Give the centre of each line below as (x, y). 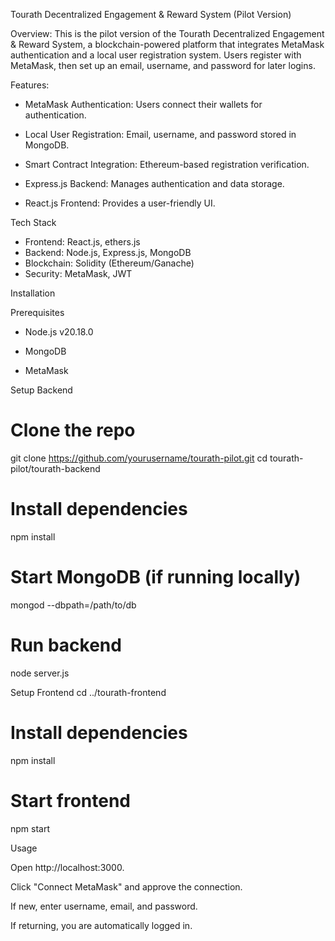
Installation (33, 293)
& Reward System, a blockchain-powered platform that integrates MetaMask (167, 44)
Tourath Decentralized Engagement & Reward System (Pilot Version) (151, 14)
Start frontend (71, 800)
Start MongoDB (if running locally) (156, 577)
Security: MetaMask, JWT (78, 273)
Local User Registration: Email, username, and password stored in (160, 134)
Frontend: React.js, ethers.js (82, 242)
